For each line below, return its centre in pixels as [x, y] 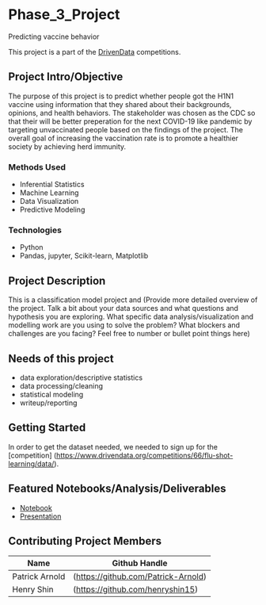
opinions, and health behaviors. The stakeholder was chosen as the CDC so [132, 113]
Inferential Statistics [52, 185]
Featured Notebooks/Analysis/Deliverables [117, 489]
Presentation [40, 516]
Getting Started [47, 428]
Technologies [35, 230]
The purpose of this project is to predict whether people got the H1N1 [121, 96]
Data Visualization [49, 201]
